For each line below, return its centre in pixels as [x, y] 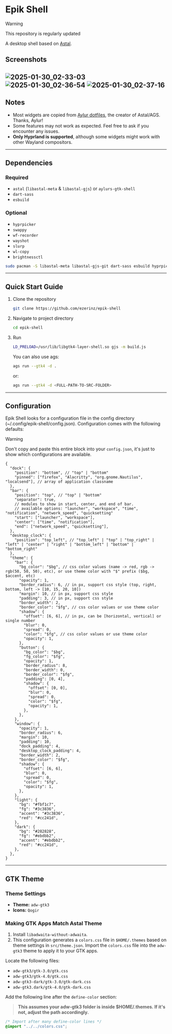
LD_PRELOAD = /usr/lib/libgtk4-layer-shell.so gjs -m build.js [79, 347]
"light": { [26, 800]
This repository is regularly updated [43, 33]
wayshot [21, 241]
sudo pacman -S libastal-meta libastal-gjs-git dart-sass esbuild [78, 266]
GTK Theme [25, 879]
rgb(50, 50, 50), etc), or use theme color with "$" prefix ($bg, [78, 572]
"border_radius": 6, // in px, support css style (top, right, [88, 585]
